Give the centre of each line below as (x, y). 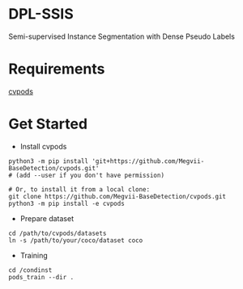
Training (34, 255)
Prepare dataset (47, 218)
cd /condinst (30, 270)
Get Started (48, 124)
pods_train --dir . (41, 277)
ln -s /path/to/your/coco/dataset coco (76, 240)
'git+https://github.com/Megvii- (148, 161)
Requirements (57, 69)
